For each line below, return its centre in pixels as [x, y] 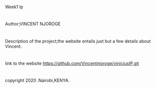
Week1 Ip [14, 7]
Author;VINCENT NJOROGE [33, 24]
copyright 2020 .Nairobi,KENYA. [37, 80]
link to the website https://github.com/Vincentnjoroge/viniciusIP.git [72, 63]
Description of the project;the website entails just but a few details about [78, 41]
